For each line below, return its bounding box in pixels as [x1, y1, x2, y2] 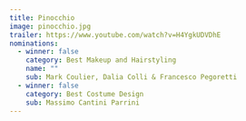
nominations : [9, 38, 59, 48]
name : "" [25, 65, 59, 74]
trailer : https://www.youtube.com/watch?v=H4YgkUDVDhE [9, 30, 221, 39]
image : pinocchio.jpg [9, 22, 92, 31]
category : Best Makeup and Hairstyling [25, 55, 177, 65]
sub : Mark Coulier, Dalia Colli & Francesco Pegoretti [25, 73, 238, 82]
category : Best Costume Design [25, 89, 144, 98]
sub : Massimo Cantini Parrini [25, 97, 141, 107]
